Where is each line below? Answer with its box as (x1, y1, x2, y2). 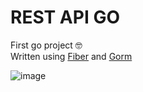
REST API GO (10, 6, 120, 29)
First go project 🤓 (10, 39, 83, 51)
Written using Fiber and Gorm (10, 50, 133, 62)
